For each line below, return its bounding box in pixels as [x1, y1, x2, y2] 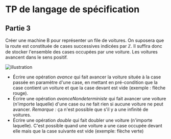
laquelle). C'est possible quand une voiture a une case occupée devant [12, 123, 162, 128]
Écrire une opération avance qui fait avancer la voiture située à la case [12, 74, 161, 80]
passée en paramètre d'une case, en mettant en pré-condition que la [12, 79, 158, 85]
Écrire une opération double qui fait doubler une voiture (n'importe [12, 117, 153, 123]
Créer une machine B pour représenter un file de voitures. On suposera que [5, 37, 164, 43]
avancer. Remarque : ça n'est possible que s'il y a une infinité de [12, 106, 149, 113]
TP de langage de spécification [5, 4, 140, 15]
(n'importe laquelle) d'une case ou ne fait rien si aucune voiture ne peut [12, 101, 163, 107]
